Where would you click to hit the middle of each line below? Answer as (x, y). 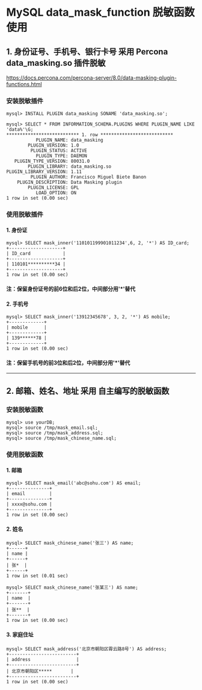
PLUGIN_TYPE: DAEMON (61, 156)
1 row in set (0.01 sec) (37, 576)
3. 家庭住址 (20, 635)
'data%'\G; (20, 130)
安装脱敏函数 (25, 410)
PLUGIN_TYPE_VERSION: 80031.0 (52, 161)
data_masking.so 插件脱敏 (56, 63)
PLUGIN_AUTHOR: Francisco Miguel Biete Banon (88, 177)
